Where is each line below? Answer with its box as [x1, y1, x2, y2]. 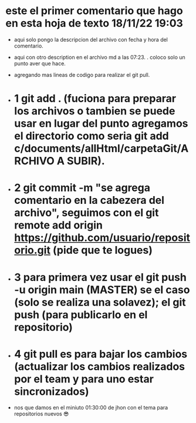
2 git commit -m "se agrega [13, 181, 151, 194]
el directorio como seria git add [13, 129, 169, 143]
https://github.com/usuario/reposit [13, 231, 191, 244]
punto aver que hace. [13, 60, 66, 67]
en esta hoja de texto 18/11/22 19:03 [5, 16, 183, 30]
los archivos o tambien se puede [13, 105, 175, 118]
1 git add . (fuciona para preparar [13, 92, 177, 105]
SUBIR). [66, 155, 105, 168]
